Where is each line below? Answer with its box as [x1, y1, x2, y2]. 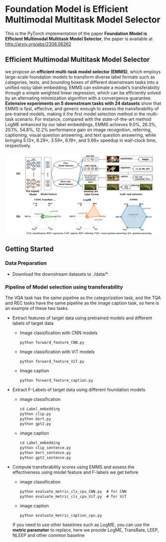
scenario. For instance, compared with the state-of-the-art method [14, 116, 152, 122]
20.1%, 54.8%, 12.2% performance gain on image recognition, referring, [5, 127, 152, 133]
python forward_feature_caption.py [19, 378, 93, 383]
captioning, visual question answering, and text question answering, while [5, 132, 156, 138]
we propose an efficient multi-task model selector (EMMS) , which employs [5, 69, 161, 75]
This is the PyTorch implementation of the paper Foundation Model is [5, 30, 148, 36]
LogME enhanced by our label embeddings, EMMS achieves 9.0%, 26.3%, [5, 121, 157, 127]
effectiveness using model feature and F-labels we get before [12, 469, 139, 475]
